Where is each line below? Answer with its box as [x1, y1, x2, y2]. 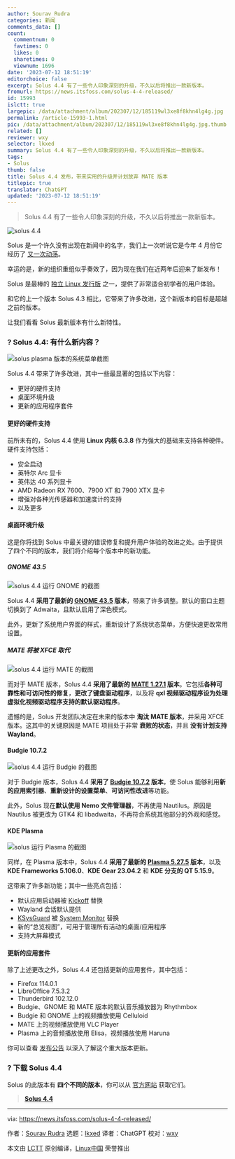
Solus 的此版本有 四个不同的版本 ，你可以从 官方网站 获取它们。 [7, 1080, 190, 1089]
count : [7, 29, 27, 37]
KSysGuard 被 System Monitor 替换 [17, 914, 120, 922]
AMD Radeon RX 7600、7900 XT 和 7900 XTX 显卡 [17, 486, 166, 494]
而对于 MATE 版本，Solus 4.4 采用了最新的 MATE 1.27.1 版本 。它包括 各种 [7, 680, 217, 688]
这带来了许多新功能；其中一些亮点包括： [7, 882, 124, 890]
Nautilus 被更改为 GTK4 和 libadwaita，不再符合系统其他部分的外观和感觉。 [7, 810, 225, 818]
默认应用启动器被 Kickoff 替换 [17, 896, 104, 905]
